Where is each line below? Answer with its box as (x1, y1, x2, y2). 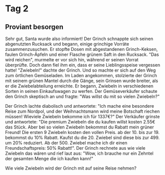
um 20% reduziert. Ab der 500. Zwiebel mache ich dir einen (5, 140, 128, 146)
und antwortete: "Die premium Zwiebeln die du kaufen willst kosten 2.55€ (5, 119, 156, 125)
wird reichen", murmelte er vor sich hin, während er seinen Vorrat (5, 57, 139, 62)
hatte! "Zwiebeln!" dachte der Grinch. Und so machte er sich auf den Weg (5, 67, 156, 73)
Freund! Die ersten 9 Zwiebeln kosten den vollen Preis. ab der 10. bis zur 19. (5, 130, 160, 135)
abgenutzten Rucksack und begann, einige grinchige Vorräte (5, 41, 129, 47)
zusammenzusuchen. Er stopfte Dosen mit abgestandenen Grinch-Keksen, (5, 46, 158, 52)
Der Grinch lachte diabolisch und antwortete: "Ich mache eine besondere (5, 103, 155, 109)
